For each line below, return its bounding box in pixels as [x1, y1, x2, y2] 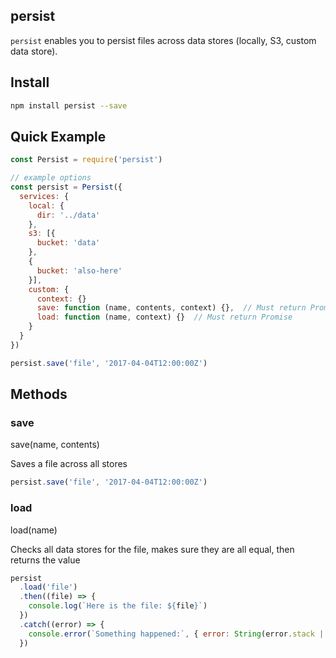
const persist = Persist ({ [10, 182, 123, 193]
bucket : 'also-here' [36, 265, 123, 276]
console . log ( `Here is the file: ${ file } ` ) [28, 601, 208, 611]
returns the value [10, 554, 81, 566]
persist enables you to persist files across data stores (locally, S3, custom [10, 34, 317, 46]
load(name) [10, 524, 58, 536]
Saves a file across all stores [10, 458, 128, 470]
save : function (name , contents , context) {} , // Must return [36, 303, 307, 313]
